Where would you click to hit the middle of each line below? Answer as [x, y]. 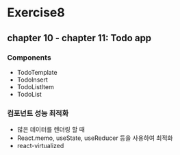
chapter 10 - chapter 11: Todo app [79, 38]
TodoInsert [32, 80]
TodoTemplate [37, 72]
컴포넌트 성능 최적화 [38, 113]
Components [29, 58]
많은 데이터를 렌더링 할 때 [51, 130]
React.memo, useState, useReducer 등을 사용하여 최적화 [95, 138]
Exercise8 [36, 13]
